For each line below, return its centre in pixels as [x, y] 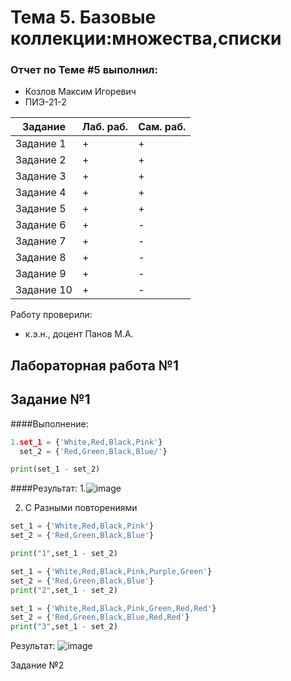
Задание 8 [41, 258]
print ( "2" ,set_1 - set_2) [64, 590]
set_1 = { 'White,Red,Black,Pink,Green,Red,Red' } [113, 608]
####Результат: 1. [48, 488]
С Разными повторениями [81, 508]
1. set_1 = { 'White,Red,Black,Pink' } [86, 442]
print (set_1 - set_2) [55, 469]
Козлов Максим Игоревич [80, 92]
